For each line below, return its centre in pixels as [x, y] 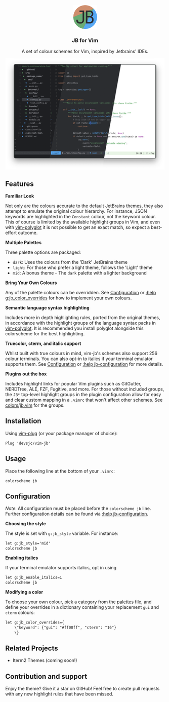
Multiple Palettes [24, 243]
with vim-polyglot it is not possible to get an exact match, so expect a [78, 227]
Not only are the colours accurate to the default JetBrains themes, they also [84, 206]
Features [19, 184]
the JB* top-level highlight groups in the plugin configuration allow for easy [83, 395]
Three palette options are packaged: [43, 252]
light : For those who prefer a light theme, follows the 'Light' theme [82, 267]
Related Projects [32, 648]
